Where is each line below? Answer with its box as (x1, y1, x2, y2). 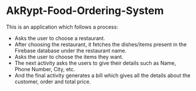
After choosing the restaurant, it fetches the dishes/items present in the (14, 41, 187, 48)
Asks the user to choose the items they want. (14, 53, 124, 60)
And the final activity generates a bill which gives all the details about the (14, 72, 191, 79)
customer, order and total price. (14, 78, 91, 85)
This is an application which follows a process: (6, 23, 119, 30)
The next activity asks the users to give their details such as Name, (14, 60, 177, 66)
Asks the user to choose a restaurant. (14, 34, 105, 41)
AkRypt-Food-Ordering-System (6, 4, 164, 17)
